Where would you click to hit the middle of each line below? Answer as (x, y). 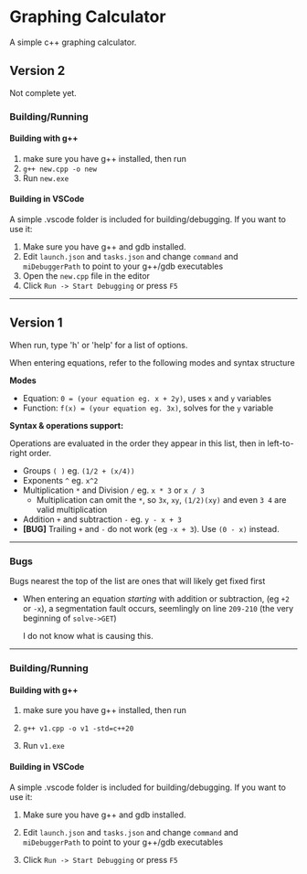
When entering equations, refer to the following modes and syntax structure (152, 362)
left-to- (281, 443)
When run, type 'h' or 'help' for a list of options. (99, 345)
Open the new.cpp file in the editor (86, 276)
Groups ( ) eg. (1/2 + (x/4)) (79, 470)
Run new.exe (46, 178)
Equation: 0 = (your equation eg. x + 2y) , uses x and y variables (147, 398)
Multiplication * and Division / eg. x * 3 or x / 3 (114, 490)
